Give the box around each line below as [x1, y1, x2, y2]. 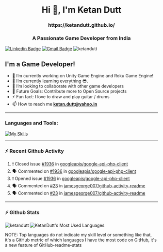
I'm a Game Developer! [5, 60, 75, 68]
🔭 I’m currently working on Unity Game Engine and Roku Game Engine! [12, 73, 154, 79]
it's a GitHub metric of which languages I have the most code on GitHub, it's [5, 237, 157, 243]
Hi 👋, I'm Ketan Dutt [41, 4, 122, 16]
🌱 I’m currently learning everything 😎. [12, 78, 88, 84]
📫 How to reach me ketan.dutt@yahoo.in [12, 101, 98, 107]
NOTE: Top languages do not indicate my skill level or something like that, [5, 232, 152, 237]
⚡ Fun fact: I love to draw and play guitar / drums [12, 94, 110, 100]
